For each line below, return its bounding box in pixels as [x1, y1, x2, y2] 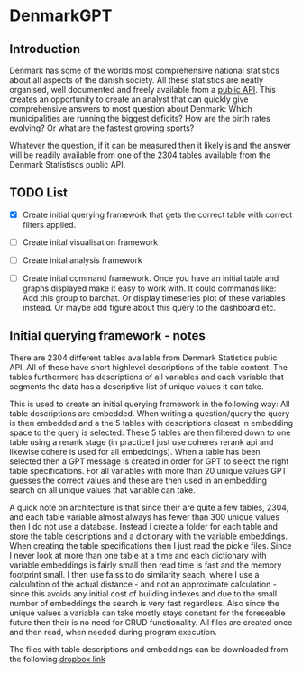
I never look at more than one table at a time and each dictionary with [9, 550, 268, 560]
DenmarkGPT [9, 5, 113, 26]
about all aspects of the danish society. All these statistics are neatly [9, 75, 264, 86]
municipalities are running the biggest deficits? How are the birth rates [9, 114, 270, 123]
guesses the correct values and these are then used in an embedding [9, 475, 268, 486]
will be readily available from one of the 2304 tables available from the [9, 150, 271, 160]
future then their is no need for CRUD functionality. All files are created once [9, 616, 293, 627]
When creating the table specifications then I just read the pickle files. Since [9, 540, 292, 550]
